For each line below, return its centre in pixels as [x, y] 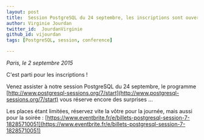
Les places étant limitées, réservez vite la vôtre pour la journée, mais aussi [99, 111]
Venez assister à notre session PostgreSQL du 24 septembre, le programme [101, 86]
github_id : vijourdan [34, 35]
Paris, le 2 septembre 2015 [40, 63]
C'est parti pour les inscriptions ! [47, 75]
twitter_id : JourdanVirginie [45, 29]
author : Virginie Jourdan [39, 23]
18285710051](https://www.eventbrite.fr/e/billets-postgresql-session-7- [96, 124]
